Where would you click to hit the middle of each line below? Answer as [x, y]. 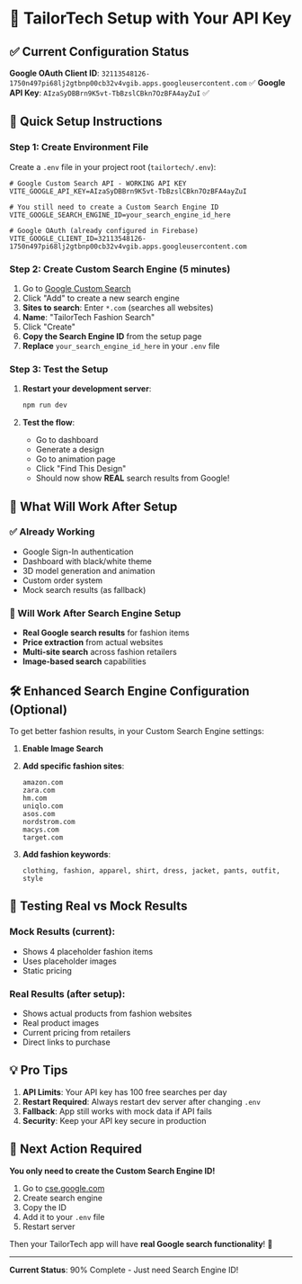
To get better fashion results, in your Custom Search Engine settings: [137, 731]
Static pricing [47, 970]
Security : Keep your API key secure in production [114, 1120]
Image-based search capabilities [84, 661]
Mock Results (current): [62, 932]
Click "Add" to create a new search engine [101, 298]
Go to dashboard [67, 440]
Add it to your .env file [63, 1217]
